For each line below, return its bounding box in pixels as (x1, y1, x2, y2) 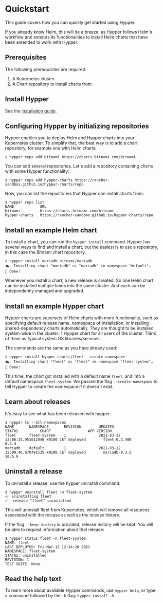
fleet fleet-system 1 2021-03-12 (5, 433, 121, 438)
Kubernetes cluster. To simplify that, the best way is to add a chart (5, 140, 138, 146)
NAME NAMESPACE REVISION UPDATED (5, 424, 114, 429)
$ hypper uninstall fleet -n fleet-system (5, 490, 92, 494)
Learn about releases (5, 398, 71, 406)
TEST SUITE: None (5, 561, 40, 566)
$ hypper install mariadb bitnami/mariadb (5, 259, 92, 264)
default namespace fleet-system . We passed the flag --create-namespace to (5, 379, 158, 384)
